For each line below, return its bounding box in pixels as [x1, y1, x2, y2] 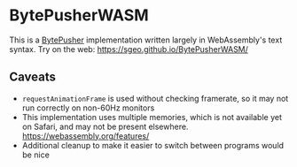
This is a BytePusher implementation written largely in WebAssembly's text [9, 34, 283, 45]
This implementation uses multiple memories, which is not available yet [21, 111, 282, 122]
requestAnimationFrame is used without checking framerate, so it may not [21, 93, 289, 103]
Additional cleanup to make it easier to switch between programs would [21, 140, 285, 150]
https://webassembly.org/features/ [21, 130, 150, 141]
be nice [21, 149, 51, 160]
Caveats [9, 70, 56, 85]
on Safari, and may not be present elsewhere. [21, 121, 189, 132]
